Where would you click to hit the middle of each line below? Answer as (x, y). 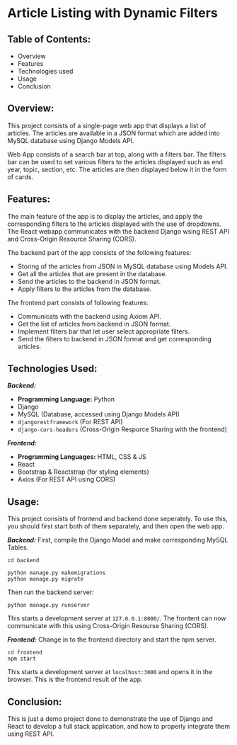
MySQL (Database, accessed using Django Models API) (99, 414)
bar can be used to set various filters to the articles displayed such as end (115, 161)
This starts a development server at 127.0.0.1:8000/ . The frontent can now (117, 618)
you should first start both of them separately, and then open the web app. (116, 526)
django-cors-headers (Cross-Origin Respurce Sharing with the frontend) (122, 429)
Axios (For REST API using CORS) (67, 479)
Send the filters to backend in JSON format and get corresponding (115, 339)
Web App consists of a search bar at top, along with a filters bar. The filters (117, 154)
